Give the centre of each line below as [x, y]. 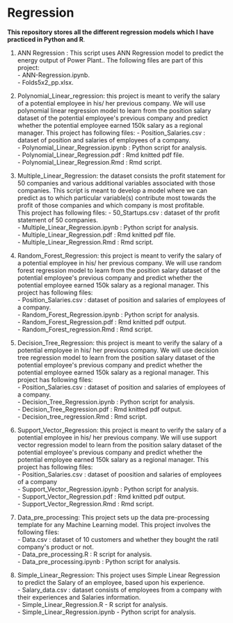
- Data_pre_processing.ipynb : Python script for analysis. [99, 561]
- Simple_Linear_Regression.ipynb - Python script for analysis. [106, 612]
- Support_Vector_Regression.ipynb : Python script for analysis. [108, 489]
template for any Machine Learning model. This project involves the [114, 524]
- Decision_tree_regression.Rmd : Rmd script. [82, 416]
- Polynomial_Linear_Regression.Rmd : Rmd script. [89, 162]
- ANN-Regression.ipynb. [54, 75]
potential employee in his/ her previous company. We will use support [117, 437]
